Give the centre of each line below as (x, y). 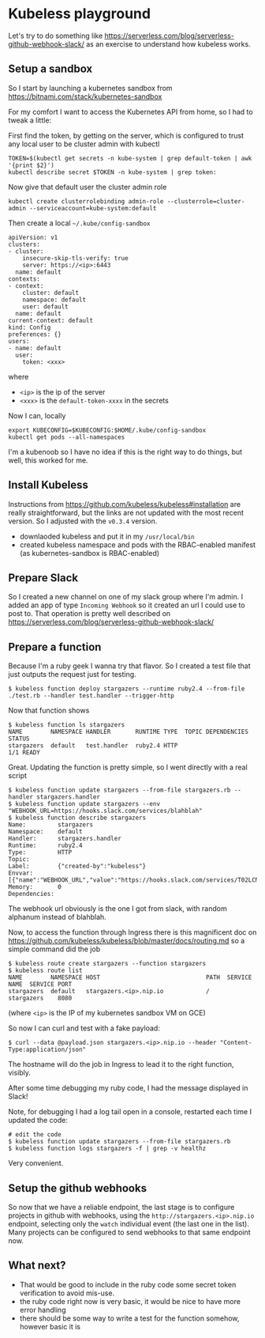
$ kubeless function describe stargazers (77, 818)
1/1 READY (24, 753)
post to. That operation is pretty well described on (90, 614)
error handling (43, 1310)
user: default (45, 306)
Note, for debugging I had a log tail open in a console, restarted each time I (130, 1112)
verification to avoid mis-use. (67, 1293)
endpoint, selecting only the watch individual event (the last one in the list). (129, 1224)
